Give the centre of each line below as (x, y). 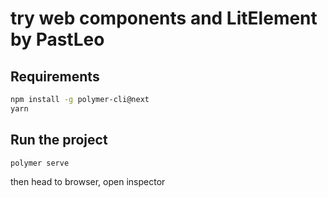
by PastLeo (57, 39)
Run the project (59, 140)
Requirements (55, 76)
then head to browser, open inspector (88, 182)
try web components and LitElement (164, 18)
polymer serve (40, 163)
